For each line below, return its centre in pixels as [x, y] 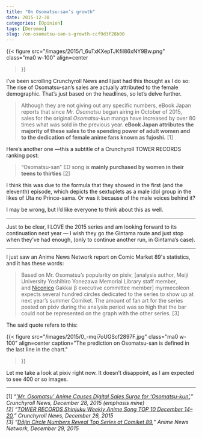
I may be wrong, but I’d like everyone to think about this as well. [85, 210]
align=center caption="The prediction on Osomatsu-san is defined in [104, 343]
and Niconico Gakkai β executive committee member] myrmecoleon [105, 288]
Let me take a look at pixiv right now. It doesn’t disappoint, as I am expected [100, 373]
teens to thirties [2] [45, 174]
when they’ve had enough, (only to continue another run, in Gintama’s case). [101, 240]
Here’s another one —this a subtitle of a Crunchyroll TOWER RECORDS [94, 149]
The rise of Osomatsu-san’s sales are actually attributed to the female [92, 87]
